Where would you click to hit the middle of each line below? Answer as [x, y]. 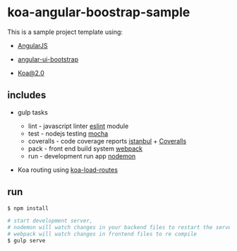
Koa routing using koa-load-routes [68, 170]
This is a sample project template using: [65, 32]
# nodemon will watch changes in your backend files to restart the [110, 228]
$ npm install [28, 208]
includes [27, 95]
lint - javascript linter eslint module [78, 126]
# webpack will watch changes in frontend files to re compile [102, 234]
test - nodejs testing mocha [68, 133]
